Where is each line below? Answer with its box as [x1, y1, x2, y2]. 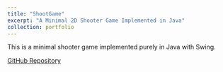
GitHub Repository [7, 56, 62, 65]
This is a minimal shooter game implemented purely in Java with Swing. [7, 43, 216, 52]
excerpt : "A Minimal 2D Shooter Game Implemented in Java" [7, 17, 185, 24]
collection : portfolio [7, 23, 74, 30]
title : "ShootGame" [7, 10, 65, 18]
